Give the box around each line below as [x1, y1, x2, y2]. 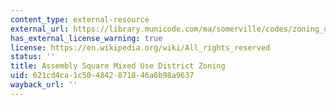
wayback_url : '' [10, 80, 78, 90]
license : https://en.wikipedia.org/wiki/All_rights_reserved [10, 42, 271, 53]
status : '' [10, 52, 56, 62]
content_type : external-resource [10, 14, 150, 25]
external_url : [10, 24, 70, 34]
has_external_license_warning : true [10, 33, 163, 43]
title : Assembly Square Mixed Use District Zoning [10, 61, 226, 71]
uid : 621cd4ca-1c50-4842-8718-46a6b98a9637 [10, 71, 195, 81]
